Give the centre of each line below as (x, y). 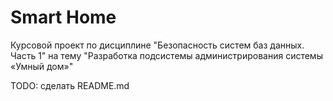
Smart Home (63, 17)
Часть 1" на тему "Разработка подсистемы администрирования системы (166, 55)
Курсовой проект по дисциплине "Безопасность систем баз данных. (157, 45)
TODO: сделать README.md (70, 85)
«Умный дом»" (42, 66)
